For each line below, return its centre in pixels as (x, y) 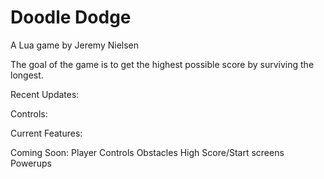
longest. (27, 75)
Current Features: (46, 133)
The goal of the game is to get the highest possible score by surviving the (162, 64)
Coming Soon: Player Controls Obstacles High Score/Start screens (147, 152)
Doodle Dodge (71, 17)
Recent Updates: (45, 94)
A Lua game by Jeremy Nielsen (75, 45)
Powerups (31, 163)
